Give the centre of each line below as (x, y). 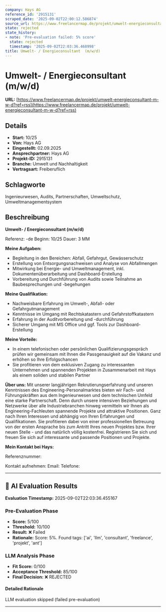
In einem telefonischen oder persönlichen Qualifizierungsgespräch (80, 349)
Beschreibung (27, 217)
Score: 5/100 (25, 522)
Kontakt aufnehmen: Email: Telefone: (42, 466)
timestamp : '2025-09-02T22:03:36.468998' (53, 46)
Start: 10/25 (24, 138)
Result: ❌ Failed (29, 532)
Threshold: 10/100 (31, 526)
